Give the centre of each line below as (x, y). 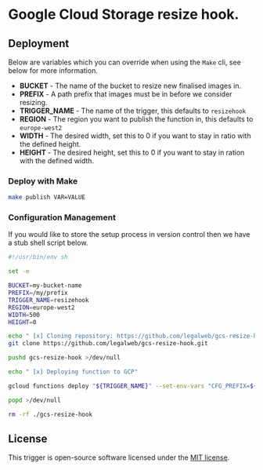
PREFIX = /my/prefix (38, 293)
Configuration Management (62, 217)
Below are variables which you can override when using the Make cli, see (124, 62)
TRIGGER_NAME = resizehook (49, 300)
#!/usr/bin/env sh (38, 257)
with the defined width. (57, 161)
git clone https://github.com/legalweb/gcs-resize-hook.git (108, 344)
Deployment (39, 44)
